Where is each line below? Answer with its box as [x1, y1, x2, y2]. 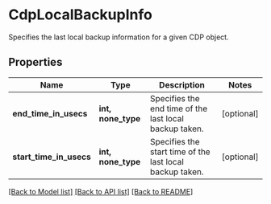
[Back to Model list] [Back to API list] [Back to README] [8, 186, 194, 196]
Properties [8, 55, 63, 69]
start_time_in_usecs [12, 151, 91, 162]
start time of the [150, 146, 211, 157]
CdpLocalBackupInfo [8, 6, 153, 24]
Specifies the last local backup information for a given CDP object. [8, 32, 229, 42]
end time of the [150, 103, 208, 114]
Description [158, 79, 206, 90]
